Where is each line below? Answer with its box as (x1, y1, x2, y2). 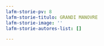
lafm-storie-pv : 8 (5, 8, 52, 15)
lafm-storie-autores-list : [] (5, 25, 82, 32)
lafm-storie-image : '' (5, 20, 63, 26)
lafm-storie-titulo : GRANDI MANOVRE (5, 14, 98, 20)
